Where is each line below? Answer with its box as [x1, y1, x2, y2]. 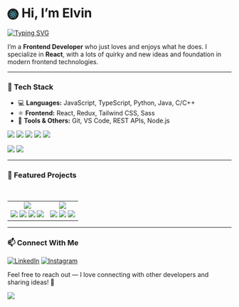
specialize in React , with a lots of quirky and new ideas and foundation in [7, 50, 222, 58]
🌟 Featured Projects [7, 170, 77, 180]
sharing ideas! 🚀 [7, 278, 55, 286]
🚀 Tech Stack [7, 82, 54, 92]
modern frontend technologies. [7, 57, 99, 66]
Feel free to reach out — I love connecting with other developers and [7, 271, 209, 279]
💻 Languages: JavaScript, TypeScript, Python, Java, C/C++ [17, 98, 196, 108]
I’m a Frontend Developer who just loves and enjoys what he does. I [7, 42, 208, 51]
